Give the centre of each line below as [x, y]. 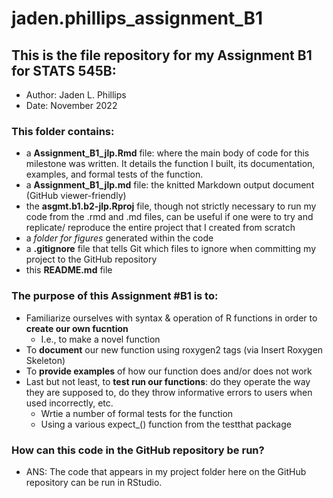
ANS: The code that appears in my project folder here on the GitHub [166, 471]
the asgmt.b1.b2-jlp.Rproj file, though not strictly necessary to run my [171, 206]
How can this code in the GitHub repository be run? [138, 450]
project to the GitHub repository [91, 259]
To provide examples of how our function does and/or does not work [169, 371]
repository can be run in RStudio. [94, 482]
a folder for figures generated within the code [119, 238]
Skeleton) [45, 360]
